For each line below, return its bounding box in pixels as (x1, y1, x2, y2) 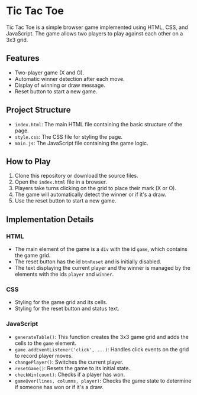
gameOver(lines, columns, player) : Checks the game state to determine (14, 377, 192, 384)
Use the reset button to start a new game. (14, 197, 117, 204)
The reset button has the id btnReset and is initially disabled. (14, 258, 162, 265)
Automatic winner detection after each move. (14, 75, 125, 82)
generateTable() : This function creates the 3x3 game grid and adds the (14, 333, 189, 340)
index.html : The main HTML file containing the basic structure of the (14, 120, 182, 128)
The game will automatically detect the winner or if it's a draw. (14, 191, 167, 198)
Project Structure (6, 105, 71, 115)
